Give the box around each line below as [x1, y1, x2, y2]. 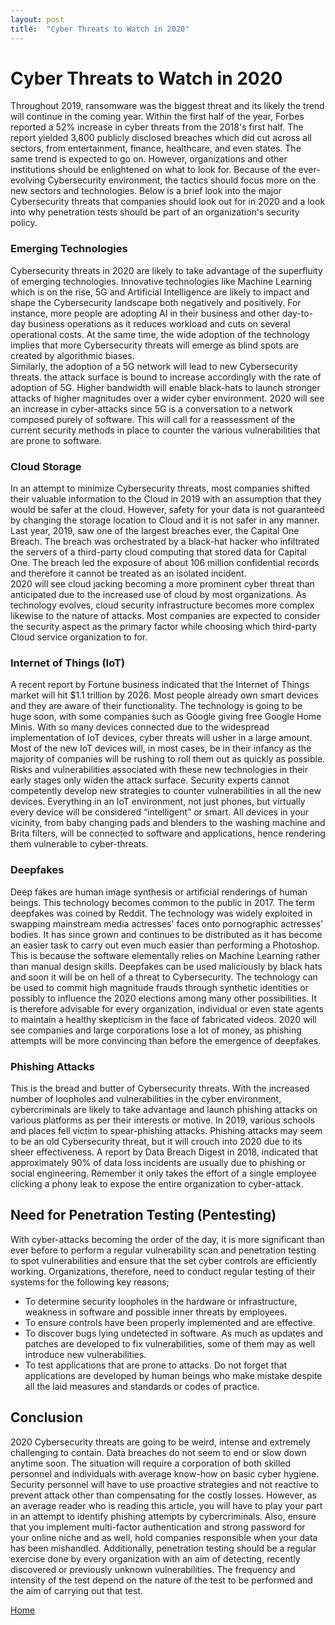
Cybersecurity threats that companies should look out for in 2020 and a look [10, 196, 326, 208]
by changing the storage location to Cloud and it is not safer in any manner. [10, 514, 320, 526]
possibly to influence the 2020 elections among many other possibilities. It [10, 992, 317, 1004]
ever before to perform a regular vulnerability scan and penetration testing [10, 1244, 317, 1256]
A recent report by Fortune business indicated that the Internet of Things [10, 679, 310, 691]
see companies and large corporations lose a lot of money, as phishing [10, 1024, 302, 1036]
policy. [10, 217, 38, 229]
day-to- [281, 307, 313, 319]
